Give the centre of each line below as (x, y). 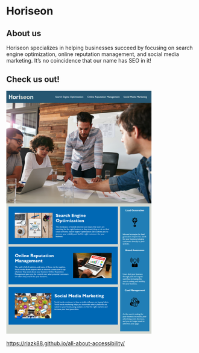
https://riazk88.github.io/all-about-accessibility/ (66, 343)
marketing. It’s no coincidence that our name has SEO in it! (79, 61)
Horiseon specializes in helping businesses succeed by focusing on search (99, 48)
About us (24, 33)
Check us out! (33, 80)
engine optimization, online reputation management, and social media (93, 54)
